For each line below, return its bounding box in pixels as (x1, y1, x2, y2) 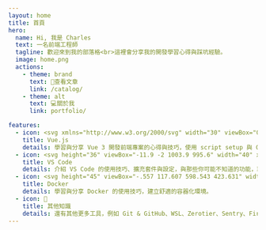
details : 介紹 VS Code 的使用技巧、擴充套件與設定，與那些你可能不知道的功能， (22, 165, 257, 174)
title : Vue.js (22, 136, 69, 144)
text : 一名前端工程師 (15, 41, 78, 49)
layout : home (8, 11, 51, 20)
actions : (15, 63, 44, 71)
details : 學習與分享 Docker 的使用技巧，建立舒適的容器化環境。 (22, 187, 212, 195)
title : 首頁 (8, 19, 45, 27)
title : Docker (22, 180, 69, 188)
